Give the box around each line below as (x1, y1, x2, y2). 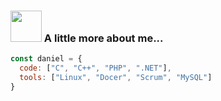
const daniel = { (10, 54, 83, 64)
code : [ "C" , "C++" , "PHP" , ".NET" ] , (19, 63, 172, 74)
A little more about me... (43, 31, 164, 45)
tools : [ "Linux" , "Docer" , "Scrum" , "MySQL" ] (19, 73, 213, 83)
